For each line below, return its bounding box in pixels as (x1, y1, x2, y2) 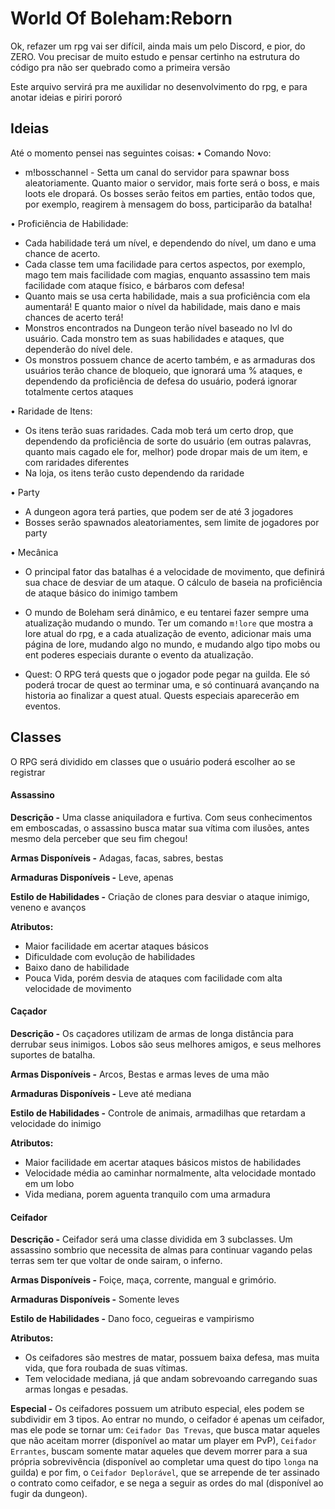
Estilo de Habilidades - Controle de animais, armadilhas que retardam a (10, 1107, 306, 1119)
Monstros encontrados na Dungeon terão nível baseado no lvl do (24, 322, 293, 334)
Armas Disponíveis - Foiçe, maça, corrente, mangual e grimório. (10, 1274, 277, 1286)
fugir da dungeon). (10, 1488, 88, 1500)
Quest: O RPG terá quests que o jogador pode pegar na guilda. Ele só (24, 668, 311, 680)
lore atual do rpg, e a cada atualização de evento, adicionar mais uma (24, 627, 312, 639)
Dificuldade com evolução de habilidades (24, 950, 196, 962)
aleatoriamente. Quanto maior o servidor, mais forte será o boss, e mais (24, 177, 320, 189)
